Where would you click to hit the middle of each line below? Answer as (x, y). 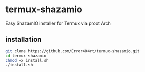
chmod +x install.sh (27, 60)
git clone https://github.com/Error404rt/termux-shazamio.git (72, 51)
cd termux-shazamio (26, 56)
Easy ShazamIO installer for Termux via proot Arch (58, 23)
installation (23, 39)
